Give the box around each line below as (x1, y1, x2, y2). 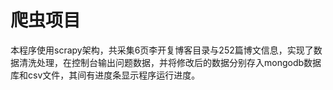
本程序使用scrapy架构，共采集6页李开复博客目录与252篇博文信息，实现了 (10, 44, 314, 56)
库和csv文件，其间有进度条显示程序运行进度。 (10, 69, 201, 81)
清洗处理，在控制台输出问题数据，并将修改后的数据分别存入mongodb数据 (18, 56, 322, 68)
